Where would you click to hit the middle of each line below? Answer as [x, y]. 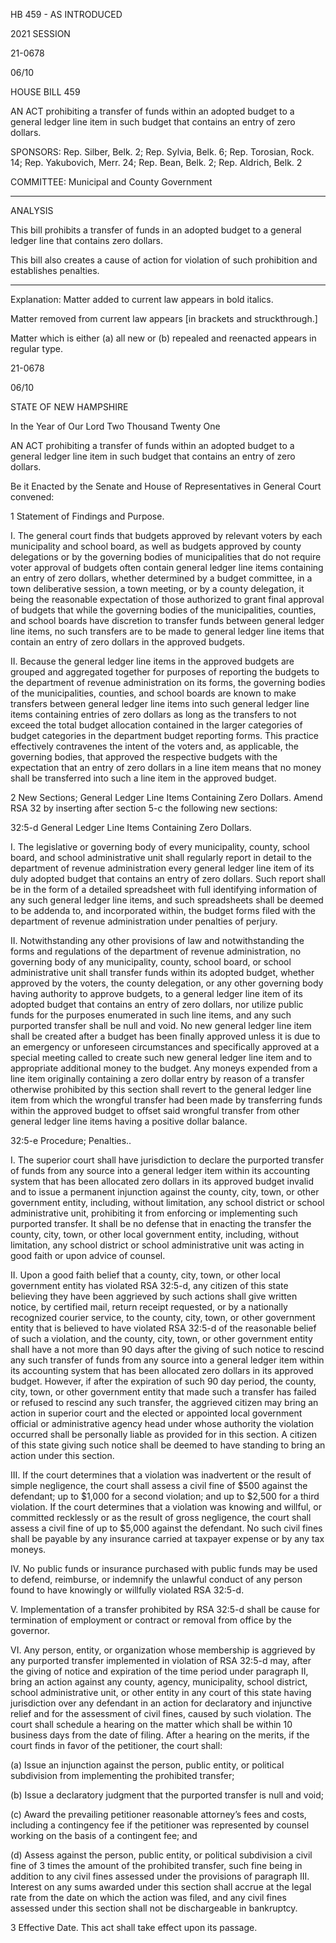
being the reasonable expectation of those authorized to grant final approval [167, 599]
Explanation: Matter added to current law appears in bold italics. [142, 299]
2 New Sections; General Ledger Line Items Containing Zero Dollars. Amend [166, 797]
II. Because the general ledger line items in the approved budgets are [152, 661]
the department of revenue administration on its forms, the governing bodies [168, 682]
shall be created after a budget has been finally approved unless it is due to [165, 1036]
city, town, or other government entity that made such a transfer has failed [163, 1392]
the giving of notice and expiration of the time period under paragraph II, [159, 1671]
